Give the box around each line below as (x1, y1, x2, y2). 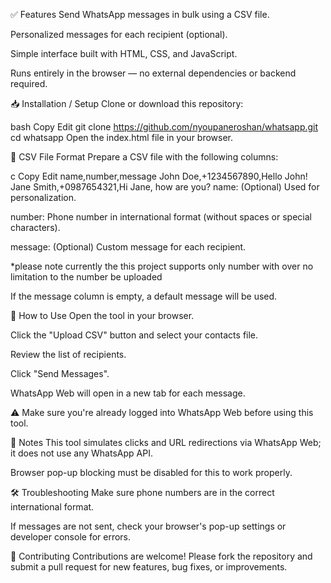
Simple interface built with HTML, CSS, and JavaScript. (10, 48, 238, 59)
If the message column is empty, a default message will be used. (10, 290, 278, 302)
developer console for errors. (10, 531, 132, 543)
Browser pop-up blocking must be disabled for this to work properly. (10, 467, 293, 478)
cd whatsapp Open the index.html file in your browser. (10, 132, 234, 143)
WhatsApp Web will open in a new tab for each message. (10, 387, 246, 399)
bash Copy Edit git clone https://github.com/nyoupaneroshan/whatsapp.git (10, 121, 319, 133)
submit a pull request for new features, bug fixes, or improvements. (10, 561, 288, 573)
